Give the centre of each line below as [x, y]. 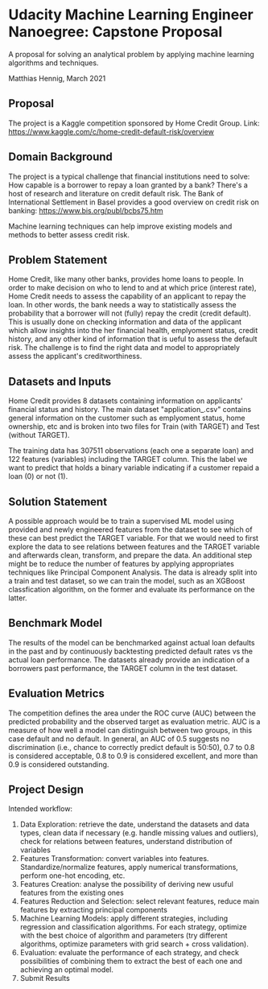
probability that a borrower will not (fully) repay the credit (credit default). [130, 313]
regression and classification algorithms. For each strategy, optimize [133, 927]
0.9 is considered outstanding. [59, 764]
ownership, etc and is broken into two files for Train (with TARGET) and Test [134, 427]
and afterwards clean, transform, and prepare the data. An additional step [130, 555]
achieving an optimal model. [67, 970]
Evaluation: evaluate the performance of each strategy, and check [130, 953]
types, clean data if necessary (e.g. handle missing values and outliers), [139, 833]
